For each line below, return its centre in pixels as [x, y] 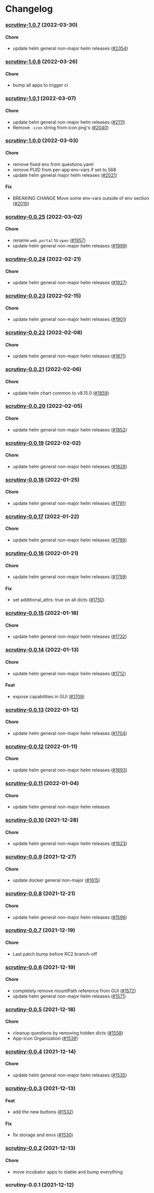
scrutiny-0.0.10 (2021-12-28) [42, 820]
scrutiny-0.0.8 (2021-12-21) [40, 893]
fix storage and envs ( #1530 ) [43, 1135]
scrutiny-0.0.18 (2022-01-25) [43, 479]
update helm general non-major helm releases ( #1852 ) [70, 429]
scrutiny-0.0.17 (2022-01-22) [42, 516]
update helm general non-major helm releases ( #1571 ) [69, 996]
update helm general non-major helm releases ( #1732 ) [70, 636]
